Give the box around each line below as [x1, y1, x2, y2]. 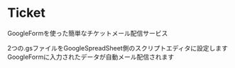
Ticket [7, 5, 46, 21]
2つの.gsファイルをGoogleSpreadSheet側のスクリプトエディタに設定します [7, 43, 229, 52]
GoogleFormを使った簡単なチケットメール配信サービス [7, 29, 168, 37]
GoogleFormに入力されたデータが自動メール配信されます [7, 53, 175, 61]
